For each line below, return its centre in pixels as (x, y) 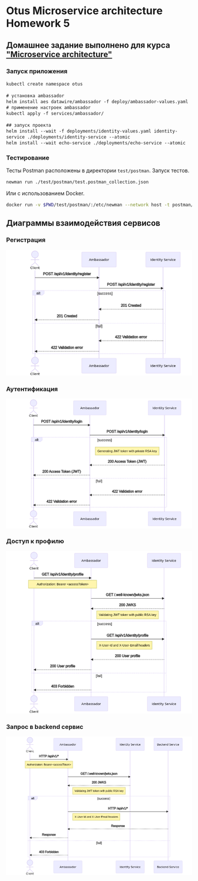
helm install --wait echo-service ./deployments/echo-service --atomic (96, 143)
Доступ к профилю (35, 542)
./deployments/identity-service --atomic (79, 137)
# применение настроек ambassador (49, 107)
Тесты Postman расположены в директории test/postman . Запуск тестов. (98, 171)
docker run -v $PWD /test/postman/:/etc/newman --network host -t (88, 205)
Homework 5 (38, 23)
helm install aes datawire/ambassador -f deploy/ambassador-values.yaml (97, 101)
